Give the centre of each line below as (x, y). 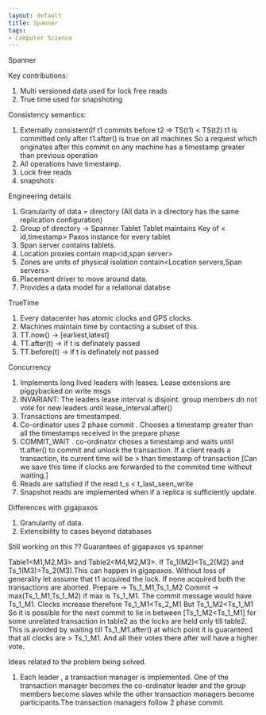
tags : (17, 30)
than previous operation (59, 156)
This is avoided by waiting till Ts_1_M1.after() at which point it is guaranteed (131, 630)
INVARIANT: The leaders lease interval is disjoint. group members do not (139, 400)
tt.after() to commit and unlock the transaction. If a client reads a (125, 450)
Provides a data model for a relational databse (95, 287)
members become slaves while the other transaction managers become (137, 694)
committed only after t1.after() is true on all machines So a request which (139, 139)
